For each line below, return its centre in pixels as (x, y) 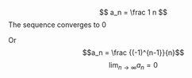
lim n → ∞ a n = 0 (133, 66)
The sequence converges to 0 (58, 25)
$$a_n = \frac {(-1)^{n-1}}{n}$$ (133, 53)
